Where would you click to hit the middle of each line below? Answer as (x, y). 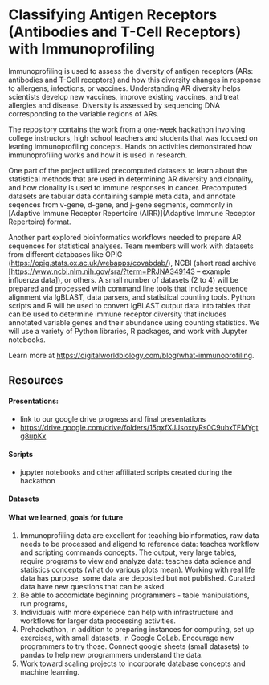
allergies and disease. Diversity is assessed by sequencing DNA (114, 105)
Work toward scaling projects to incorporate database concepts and (132, 663)
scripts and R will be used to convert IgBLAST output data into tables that (129, 305)
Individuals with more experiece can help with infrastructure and (126, 612)
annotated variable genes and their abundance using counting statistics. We (134, 322)
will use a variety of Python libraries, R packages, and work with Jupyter (128, 331)
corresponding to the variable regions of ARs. (84, 113)
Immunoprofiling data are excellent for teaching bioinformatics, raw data (139, 535)
